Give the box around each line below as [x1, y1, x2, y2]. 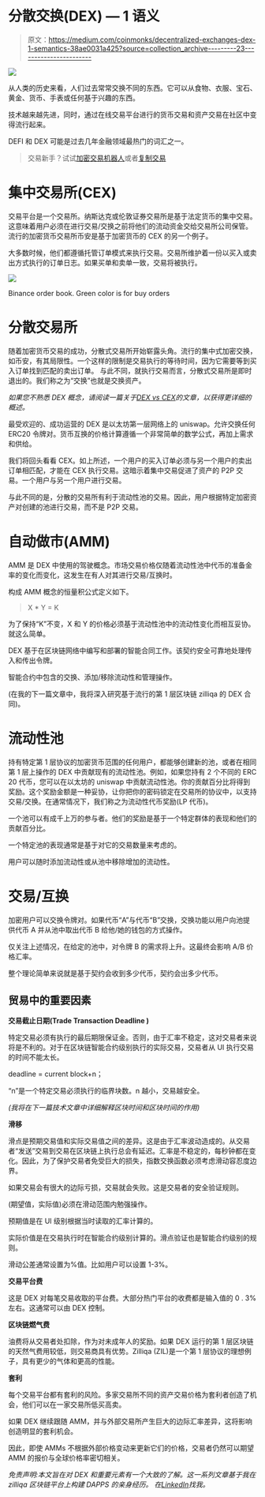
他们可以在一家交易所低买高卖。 [21, 1400, 126, 1409]
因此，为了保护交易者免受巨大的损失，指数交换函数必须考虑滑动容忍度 [21, 1156, 250, 1165]
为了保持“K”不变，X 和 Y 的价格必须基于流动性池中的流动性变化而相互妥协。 [8, 619, 256, 628]
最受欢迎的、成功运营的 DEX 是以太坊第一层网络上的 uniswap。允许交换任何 [8, 419, 256, 429]
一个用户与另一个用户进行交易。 [21, 475, 126, 485]
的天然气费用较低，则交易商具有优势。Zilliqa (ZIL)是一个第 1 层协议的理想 [8, 1347, 244, 1356]
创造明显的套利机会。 [8, 1427, 77, 1436]
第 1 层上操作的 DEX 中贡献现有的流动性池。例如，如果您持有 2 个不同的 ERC [8, 767, 257, 776]
